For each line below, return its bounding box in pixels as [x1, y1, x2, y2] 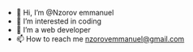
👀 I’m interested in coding [15, 16, 102, 26]
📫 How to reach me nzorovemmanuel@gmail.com [15, 34, 185, 44]
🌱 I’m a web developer [15, 25, 91, 34]
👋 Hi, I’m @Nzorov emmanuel [15, 8, 114, 17]
